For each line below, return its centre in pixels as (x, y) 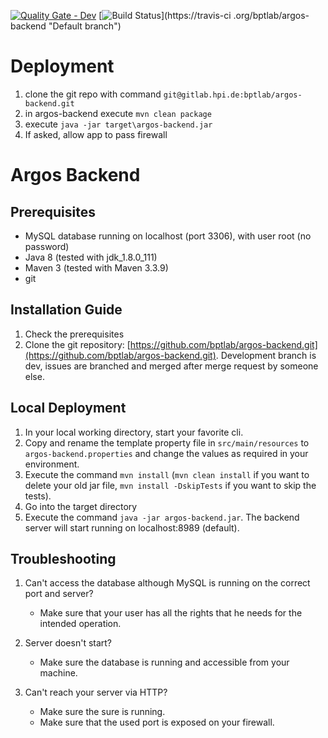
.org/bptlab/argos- (271, 15)
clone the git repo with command (93, 94)
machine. (58, 673)
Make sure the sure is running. (102, 712)
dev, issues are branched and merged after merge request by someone (171, 366)
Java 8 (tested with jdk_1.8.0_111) (91, 257)
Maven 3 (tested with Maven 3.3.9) (96, 267)
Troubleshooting (63, 558)
